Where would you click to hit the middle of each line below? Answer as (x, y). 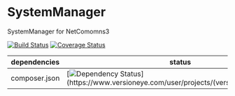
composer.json (35, 78)
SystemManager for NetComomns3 (58, 31)
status (180, 62)
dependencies (35, 62)
